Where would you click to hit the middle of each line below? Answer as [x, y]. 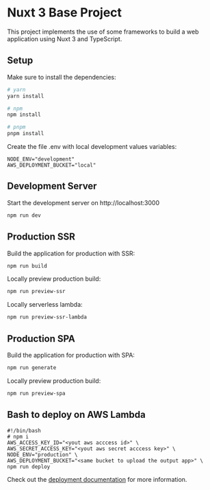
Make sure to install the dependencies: [62, 77]
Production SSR [41, 237]
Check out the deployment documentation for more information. [97, 479]
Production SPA [41, 339]
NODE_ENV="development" [41, 159]
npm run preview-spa [37, 393]
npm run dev [24, 215]
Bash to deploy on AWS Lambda [76, 415]
